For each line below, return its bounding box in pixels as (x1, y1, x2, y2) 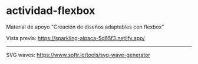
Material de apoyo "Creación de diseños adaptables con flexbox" (6, 23, 164, 30)
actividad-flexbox (6, 4, 95, 17)
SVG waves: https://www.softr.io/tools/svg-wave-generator (6, 51, 150, 58)
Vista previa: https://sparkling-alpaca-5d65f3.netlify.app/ (6, 34, 146, 41)
